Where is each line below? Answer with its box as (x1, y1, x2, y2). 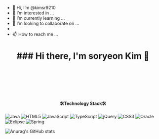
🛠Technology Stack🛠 (59, 100, 107, 106)
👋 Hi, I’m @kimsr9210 (12, 5, 56, 10)
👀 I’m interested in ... (12, 10, 54, 16)
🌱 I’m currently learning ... (12, 15, 65, 21)
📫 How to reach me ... (12, 31, 58, 37)
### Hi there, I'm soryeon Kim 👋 (16, 50, 150, 62)
